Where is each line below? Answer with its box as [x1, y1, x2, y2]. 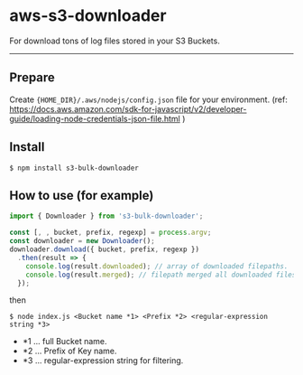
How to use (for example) [9, 187, 154, 203]
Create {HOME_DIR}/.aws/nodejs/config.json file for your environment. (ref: [9, 94, 289, 105]
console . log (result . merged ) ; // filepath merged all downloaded [25, 270, 272, 279]
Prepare [9, 70, 56, 86]
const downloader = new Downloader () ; [9, 237, 155, 246]
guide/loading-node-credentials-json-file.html [9, 113, 180, 124]
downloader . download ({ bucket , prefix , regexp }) [9, 245, 200, 254]
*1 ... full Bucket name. [22, 336, 107, 347]
